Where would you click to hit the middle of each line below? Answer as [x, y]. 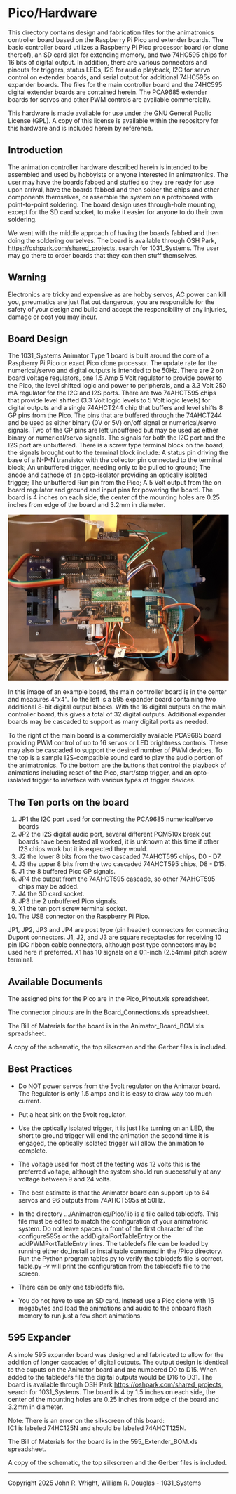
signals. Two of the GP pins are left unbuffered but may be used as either [113, 431]
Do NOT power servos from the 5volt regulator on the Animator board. [119, 1086]
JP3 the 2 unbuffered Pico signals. [68, 901]
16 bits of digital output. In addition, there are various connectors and [107, 62]
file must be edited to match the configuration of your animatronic [113, 1221]
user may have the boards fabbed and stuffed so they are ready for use [111, 182]
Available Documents [56, 982]
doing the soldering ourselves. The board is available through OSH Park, [112, 240]
